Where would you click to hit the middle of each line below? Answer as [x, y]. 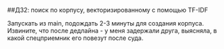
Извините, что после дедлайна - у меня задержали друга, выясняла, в [112, 31]
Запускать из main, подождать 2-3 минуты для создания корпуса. [106, 23]
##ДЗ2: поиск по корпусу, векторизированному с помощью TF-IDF [108, 10]
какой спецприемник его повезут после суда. [75, 38]
